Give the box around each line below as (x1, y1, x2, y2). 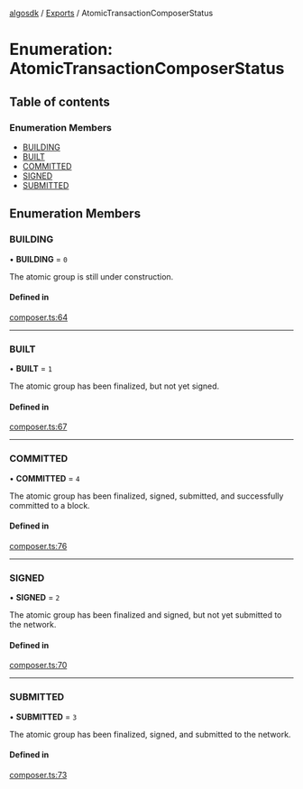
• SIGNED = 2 (9, 592, 60, 603)
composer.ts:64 (9, 311, 69, 323)
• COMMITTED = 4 (9, 472, 80, 483)
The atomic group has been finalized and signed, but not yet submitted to (9, 610, 282, 620)
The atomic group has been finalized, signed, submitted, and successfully (9, 491, 284, 501)
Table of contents (9, 94, 110, 109)
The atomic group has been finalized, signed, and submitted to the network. (9, 729, 291, 739)
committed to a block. (9, 500, 90, 510)
